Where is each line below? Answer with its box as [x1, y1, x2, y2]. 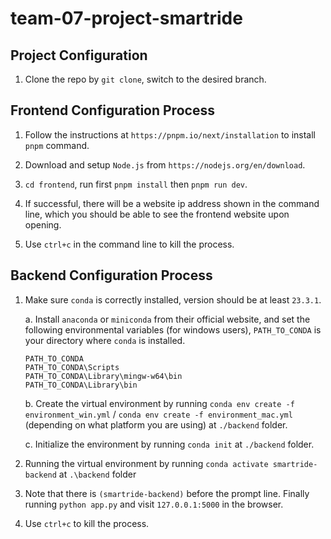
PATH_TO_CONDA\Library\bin [24, 380, 138, 390]
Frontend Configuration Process [10, 102, 215, 119]
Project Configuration [10, 47, 148, 64]
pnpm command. [24, 139, 90, 151]
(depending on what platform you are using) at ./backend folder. [24, 418, 288, 431]
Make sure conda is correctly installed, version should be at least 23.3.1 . [24, 293, 322, 306]
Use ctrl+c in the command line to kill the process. [24, 238, 235, 250]
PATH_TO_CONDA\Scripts [24, 362, 120, 372]
